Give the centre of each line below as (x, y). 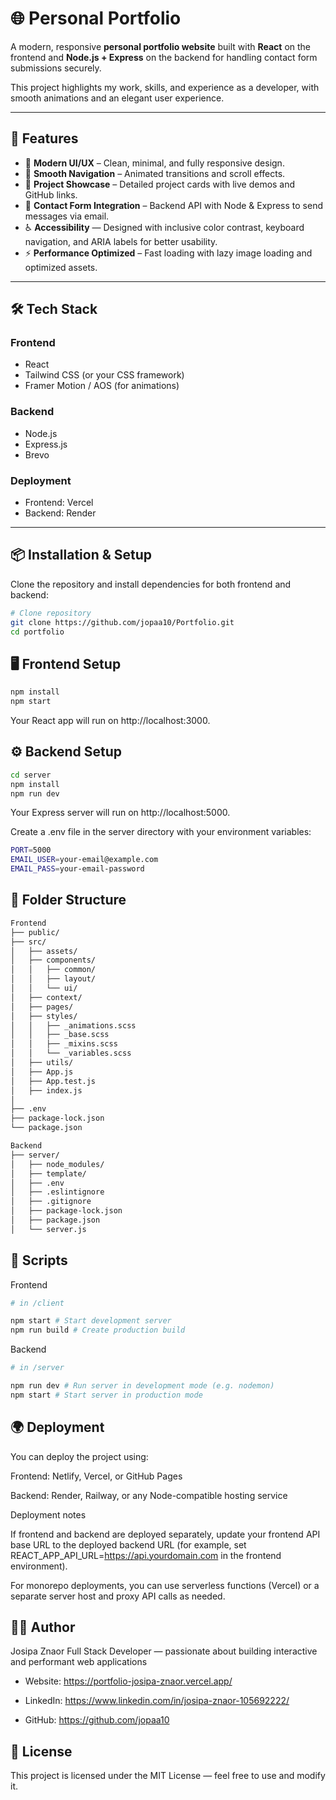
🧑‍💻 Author (43, 1627)
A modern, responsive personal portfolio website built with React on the (161, 46)
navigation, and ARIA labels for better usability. (121, 241)
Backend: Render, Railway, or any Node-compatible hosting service (149, 1495)
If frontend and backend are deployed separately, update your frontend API (165, 1534)
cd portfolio (37, 632)
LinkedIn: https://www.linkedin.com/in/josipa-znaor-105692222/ (157, 1701)
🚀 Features (44, 138)
